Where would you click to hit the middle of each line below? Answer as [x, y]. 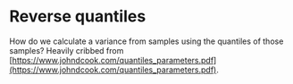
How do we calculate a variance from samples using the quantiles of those [146, 41]
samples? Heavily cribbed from [67, 50]
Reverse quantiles [78, 17]
